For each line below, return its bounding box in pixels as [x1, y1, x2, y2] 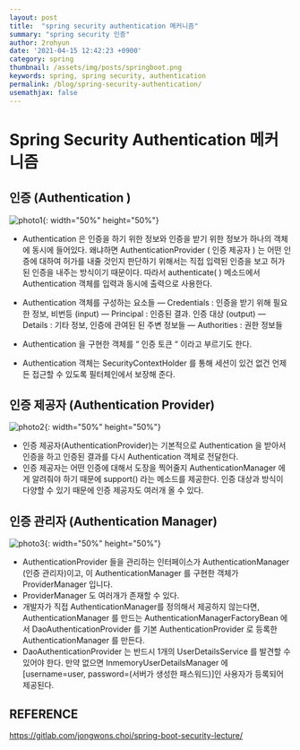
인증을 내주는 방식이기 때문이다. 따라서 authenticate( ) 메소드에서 [31, 266, 261, 278]
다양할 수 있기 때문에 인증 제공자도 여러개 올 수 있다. [21, 485, 204, 496]
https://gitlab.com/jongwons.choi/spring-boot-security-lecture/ [9, 729, 244, 740]
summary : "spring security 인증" [9, 30, 131, 39]
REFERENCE [9, 706, 79, 721]
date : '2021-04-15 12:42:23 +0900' [9, 47, 142, 56]
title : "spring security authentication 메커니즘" [9, 22, 199, 30]
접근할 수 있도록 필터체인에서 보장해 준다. [31, 368, 176, 379]
